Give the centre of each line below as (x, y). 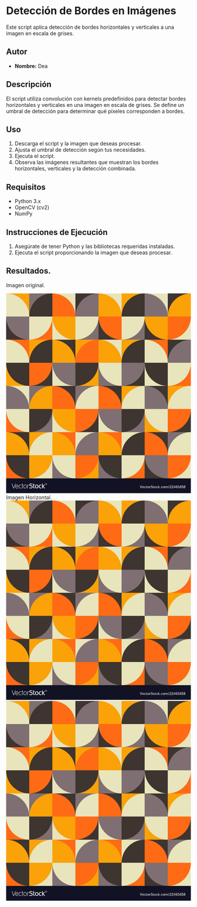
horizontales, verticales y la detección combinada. (75, 169)
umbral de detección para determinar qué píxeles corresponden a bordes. (95, 111)
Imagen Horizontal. (29, 497)
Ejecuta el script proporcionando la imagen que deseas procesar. (93, 253)
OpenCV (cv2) (32, 207)
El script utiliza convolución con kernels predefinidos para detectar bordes (96, 99)
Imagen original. (26, 285)
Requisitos (26, 187)
